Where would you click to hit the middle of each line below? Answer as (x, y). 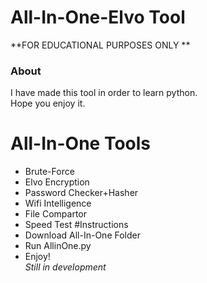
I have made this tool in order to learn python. (104, 93)
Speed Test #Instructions (76, 225)
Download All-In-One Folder (82, 235)
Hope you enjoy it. (48, 103)
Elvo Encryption (57, 182)
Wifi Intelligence (58, 203)
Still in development (65, 267)
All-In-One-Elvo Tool (98, 17)
